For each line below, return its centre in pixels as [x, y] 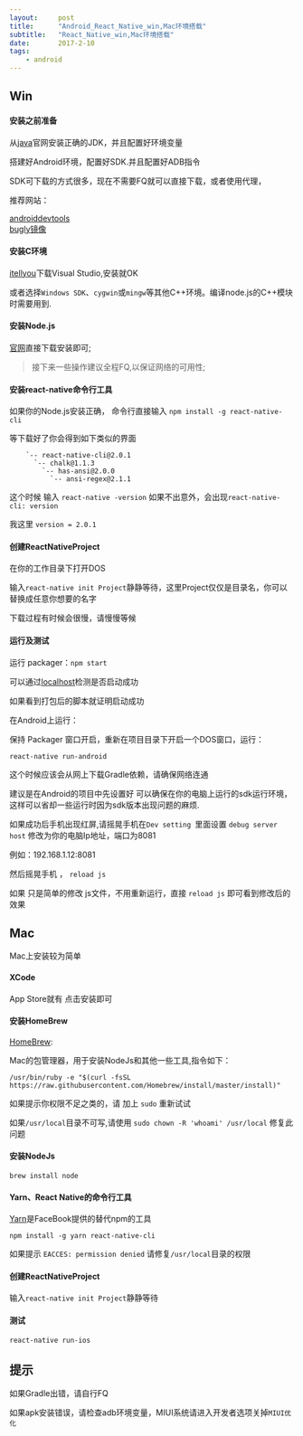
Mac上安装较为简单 [45, 956]
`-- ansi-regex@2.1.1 [90, 479]
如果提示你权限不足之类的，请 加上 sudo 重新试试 [100, 1103]
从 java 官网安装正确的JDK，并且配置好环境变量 [96, 142]
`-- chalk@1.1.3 [64, 463]
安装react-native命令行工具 [61, 389]
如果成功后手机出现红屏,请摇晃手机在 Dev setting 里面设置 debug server [143, 824]
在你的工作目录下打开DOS [57, 568]
